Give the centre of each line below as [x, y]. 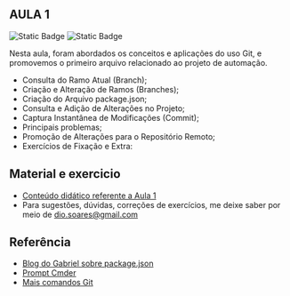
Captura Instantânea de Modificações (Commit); [111, 117]
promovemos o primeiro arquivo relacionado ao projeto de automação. [139, 62]
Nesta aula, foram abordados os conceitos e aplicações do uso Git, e [136, 53]
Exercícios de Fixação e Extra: [77, 146]
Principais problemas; [62, 127]
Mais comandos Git [57, 283]
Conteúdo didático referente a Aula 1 [89, 196]
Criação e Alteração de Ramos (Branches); [101, 89]
